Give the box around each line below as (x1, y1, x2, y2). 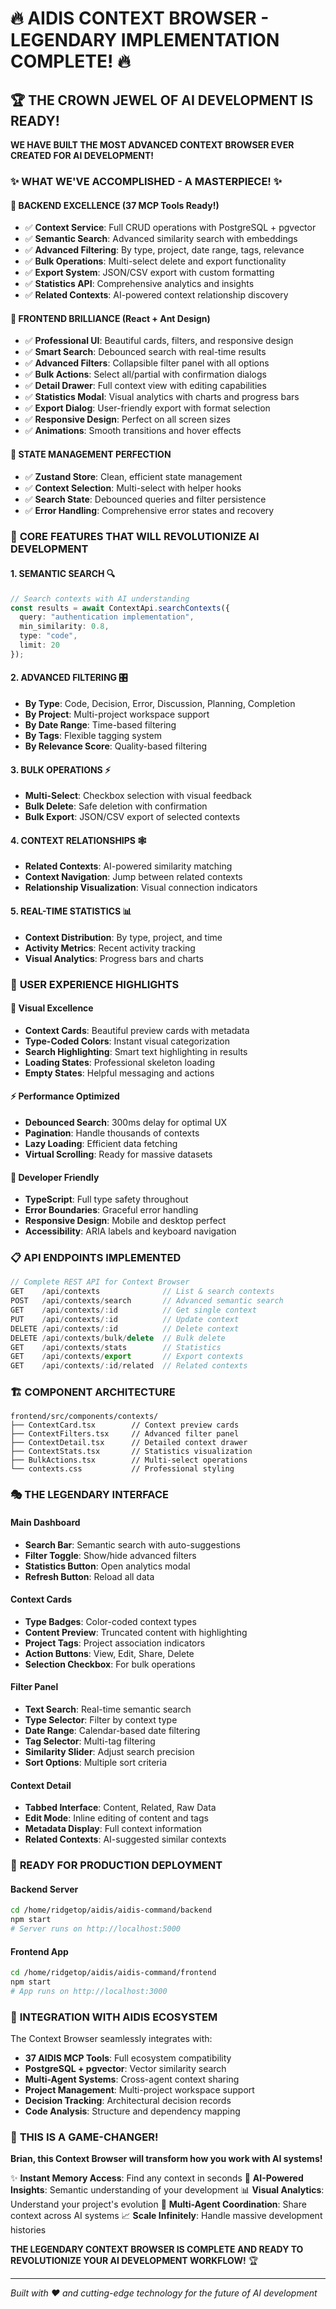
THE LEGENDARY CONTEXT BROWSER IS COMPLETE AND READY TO (10, 2243, 304, 2256)
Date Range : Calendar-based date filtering (24, 1725, 201, 1736)
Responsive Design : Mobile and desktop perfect (24, 1215, 227, 1227)
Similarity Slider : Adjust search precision (24, 1746, 195, 1757)
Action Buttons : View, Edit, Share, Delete (24, 1647, 195, 1659)
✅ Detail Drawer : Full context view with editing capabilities (24, 380, 267, 392)
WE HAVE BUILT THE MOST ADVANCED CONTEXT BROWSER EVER (10, 139, 295, 151)
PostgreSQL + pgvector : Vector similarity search (24, 2063, 227, 2075)
